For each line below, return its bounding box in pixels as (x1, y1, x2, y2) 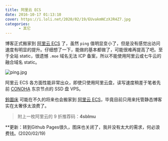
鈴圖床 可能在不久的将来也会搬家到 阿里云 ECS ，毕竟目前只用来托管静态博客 (5, 96, 162, 103)
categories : (5, 21, 30, 27)
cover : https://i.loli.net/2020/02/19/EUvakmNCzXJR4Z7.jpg (5, 17, 131, 22)
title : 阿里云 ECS (5, 7, 41, 13)
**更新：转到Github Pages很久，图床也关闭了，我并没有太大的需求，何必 (5, 124, 156, 130)
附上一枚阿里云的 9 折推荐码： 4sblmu (17, 113, 96, 119)
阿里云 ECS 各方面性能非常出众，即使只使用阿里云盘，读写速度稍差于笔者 (5, 80, 156, 86)
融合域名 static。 (5, 59, 40, 65)
